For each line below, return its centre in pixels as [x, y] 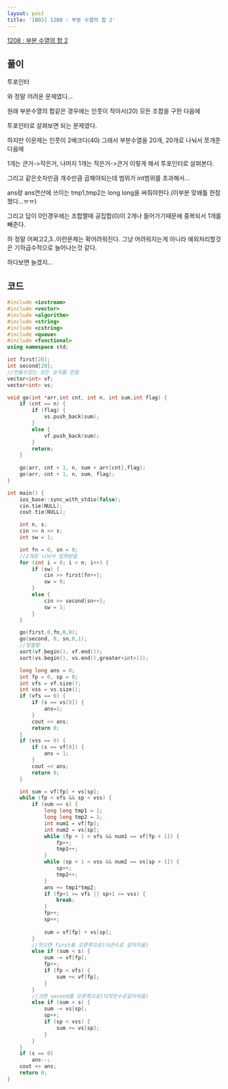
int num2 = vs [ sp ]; [71, 830]
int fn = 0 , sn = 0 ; [49, 550]
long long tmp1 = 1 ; [73, 811]
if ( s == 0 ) [36, 1054]
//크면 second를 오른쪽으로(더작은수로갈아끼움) [90, 996]
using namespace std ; [38, 347]
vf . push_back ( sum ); [71, 436]
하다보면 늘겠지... [30, 263]
